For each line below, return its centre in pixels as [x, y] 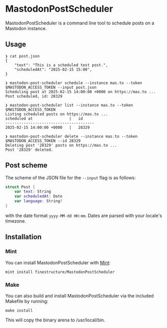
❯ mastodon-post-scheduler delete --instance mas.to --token [72, 136]
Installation [23, 237]
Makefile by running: [27, 301]
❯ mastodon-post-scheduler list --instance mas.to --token [69, 105]
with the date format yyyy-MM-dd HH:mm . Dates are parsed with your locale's [84, 215]
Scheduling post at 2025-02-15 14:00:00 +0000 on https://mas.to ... [81, 92]
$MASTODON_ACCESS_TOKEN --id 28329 [43, 141]
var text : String [33, 192]
